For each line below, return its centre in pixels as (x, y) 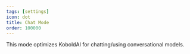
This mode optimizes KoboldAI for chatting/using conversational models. (95, 45)
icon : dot (18, 17)
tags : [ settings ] (28, 11)
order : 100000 (24, 28)
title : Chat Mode (28, 22)
